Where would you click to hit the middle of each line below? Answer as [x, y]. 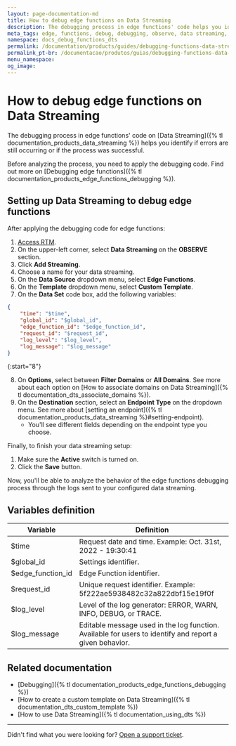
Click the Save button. [50, 467]
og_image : [22, 66]
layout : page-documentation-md [53, 14]
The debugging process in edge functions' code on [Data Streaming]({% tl [115, 135]
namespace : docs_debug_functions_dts [63, 40]
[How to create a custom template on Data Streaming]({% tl [104, 699]
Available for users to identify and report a [148, 634]
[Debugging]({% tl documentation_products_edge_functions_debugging [122, 685]
